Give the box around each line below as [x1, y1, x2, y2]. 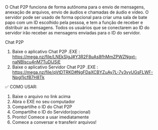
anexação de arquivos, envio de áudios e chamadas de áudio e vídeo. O [5, 9, 149, 15]
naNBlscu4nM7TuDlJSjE [12, 59, 61, 65]
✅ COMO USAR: [5, 84, 38, 89]
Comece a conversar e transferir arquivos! [12, 119, 97, 125]
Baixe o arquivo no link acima [12, 94, 71, 99]
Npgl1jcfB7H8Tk [12, 75, 45, 80]
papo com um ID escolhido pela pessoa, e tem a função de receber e [5, 19, 143, 25]
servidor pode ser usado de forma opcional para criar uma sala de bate [5, 15, 148, 20]
